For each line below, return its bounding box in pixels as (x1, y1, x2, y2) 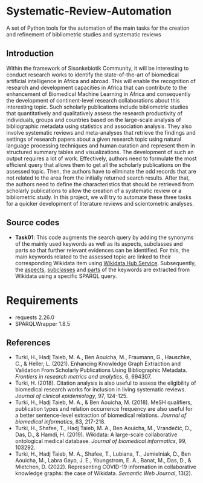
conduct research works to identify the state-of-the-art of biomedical (6, 71, 179, 78)
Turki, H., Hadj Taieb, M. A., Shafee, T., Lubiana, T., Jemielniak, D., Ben (14, 450, 192, 458)
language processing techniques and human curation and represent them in (6, 141, 195, 149)
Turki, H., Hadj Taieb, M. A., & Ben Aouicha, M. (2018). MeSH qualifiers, (14, 399, 192, 406)
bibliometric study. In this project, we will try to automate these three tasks (6, 193, 192, 201)
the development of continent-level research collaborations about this (6, 96, 180, 104)
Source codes (6, 217, 60, 228)
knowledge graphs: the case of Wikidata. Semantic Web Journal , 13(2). (14, 470, 193, 477)
